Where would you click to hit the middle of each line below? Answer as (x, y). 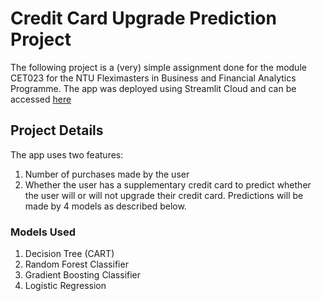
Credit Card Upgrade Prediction (143, 18)
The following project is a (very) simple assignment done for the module (158, 67)
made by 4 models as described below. (105, 206)
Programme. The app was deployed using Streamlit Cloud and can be (153, 88)
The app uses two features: (67, 154)
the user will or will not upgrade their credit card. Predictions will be (164, 195)
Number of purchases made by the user (107, 174)
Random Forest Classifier (76, 264)
